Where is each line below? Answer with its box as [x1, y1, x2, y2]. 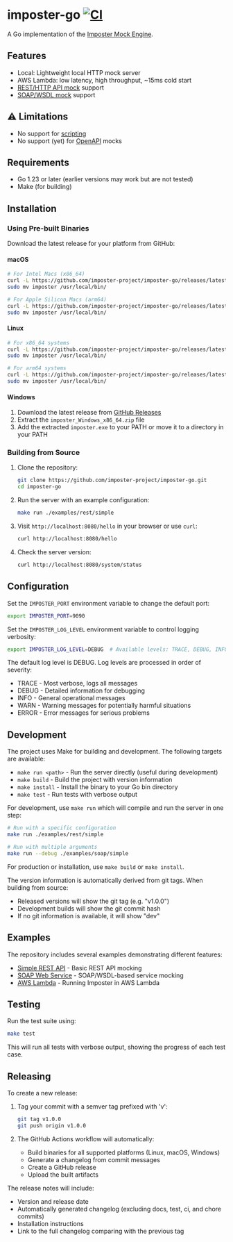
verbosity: [7, 632, 36, 640]
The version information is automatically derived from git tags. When [7, 876, 203, 884]
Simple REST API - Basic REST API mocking [17, 963, 142, 972]
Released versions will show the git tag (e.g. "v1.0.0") [17, 897, 170, 905]
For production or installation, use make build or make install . [7, 862, 185, 871]
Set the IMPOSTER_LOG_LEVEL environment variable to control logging [7, 625, 200, 634]
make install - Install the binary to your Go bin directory [17, 783, 178, 791]
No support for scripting [17, 129, 87, 138]
